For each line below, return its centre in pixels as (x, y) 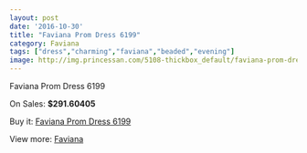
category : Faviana (44, 43)
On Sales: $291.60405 (53, 104)
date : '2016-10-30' (47, 26)
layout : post (34, 18)
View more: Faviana (47, 139)
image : (22, 60)
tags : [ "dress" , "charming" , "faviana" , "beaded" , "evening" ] (122, 52)
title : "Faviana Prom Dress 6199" (75, 35)
